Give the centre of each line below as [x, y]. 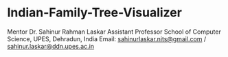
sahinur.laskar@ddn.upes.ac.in [51, 46]
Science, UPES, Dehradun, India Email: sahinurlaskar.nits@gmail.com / [107, 38]
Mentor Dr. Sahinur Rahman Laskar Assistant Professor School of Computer [114, 32]
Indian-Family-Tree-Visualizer [94, 13]
